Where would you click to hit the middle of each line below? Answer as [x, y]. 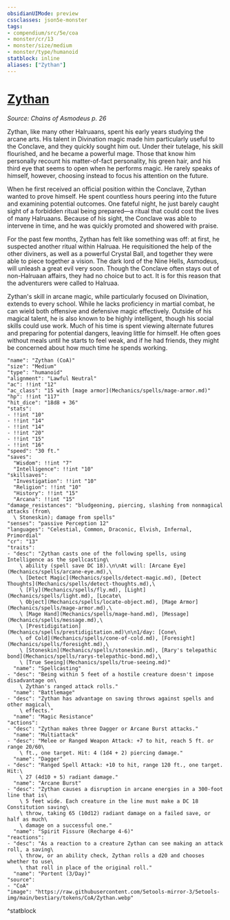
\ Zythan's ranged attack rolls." [69, 686]
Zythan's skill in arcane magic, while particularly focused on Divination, [108, 296]
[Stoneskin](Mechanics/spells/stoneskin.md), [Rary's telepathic [121, 650]
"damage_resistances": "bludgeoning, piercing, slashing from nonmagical [115, 505]
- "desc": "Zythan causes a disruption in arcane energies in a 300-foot [115, 789]
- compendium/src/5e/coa [43, 33]
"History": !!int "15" [46, 493]
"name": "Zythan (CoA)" [41, 360]
